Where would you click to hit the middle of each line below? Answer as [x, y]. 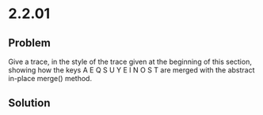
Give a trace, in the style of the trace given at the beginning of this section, [130, 61]
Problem [30, 43]
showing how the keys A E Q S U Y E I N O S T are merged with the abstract [131, 70]
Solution [29, 103]
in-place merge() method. [50, 78]
